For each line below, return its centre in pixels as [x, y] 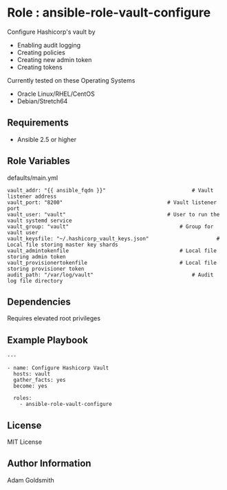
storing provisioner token [46, 269]
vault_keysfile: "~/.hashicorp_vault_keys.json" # [113, 238]
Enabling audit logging [49, 45]
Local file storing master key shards [63, 245]
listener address [32, 196]
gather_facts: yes [40, 380]
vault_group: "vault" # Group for [110, 226]
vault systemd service [40, 221]
